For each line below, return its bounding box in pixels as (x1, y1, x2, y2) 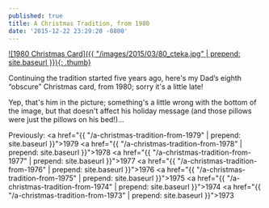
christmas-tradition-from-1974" (8, 182, 113, 192)
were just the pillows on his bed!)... (8, 115, 124, 125)
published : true (8, 11, 63, 20)
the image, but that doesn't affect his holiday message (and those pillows (8, 106, 252, 116)
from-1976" (8, 165, 47, 175)
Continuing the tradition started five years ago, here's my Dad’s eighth (8, 74, 242, 83)
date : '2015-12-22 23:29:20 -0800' (8, 27, 128, 35)
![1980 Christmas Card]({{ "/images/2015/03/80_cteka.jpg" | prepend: (8, 49, 241, 59)
